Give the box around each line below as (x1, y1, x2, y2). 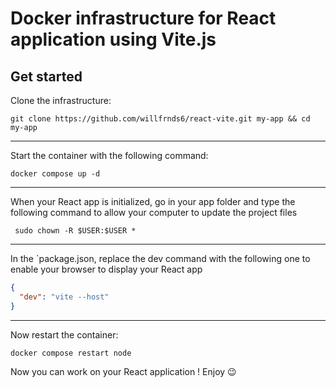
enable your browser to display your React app (10, 263, 203, 275)
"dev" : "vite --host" (19, 292, 110, 302)
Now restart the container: (10, 328, 119, 341)
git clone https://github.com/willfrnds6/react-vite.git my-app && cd (10, 114, 311, 124)
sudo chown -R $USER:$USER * (14, 226, 137, 236)
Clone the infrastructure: (10, 95, 112, 106)
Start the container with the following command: (10, 150, 209, 161)
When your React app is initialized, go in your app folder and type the (10, 196, 296, 207)
